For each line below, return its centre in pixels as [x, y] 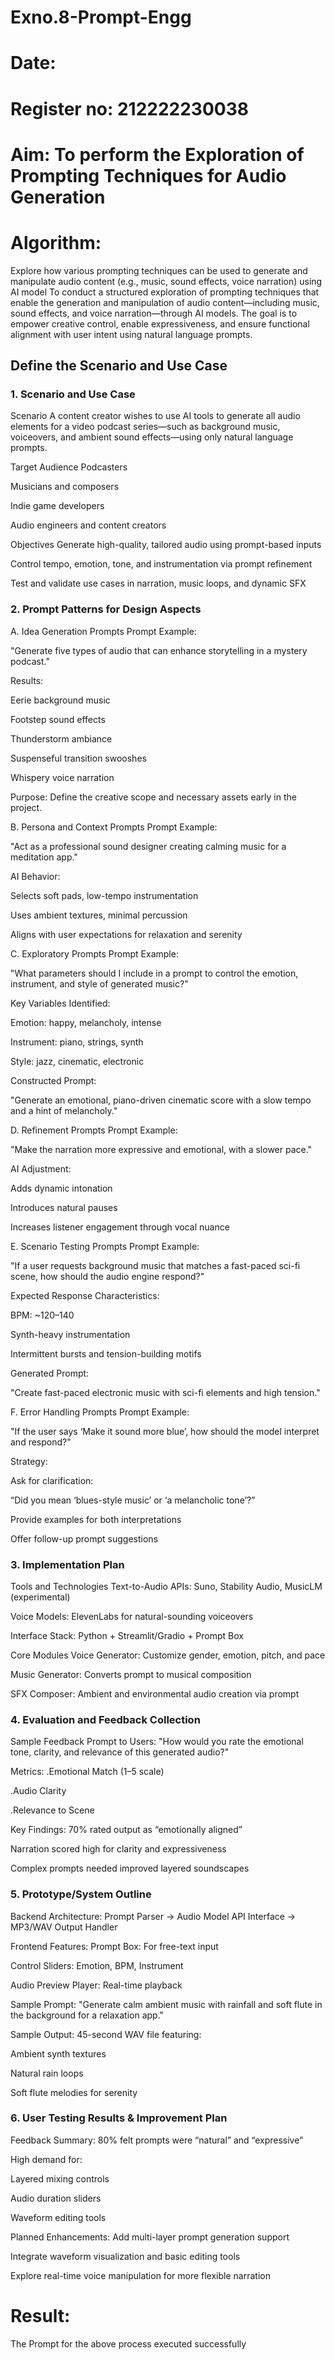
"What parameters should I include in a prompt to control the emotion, [154, 973]
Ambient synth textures [58, 2053]
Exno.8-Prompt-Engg [101, 17]
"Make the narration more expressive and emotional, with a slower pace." [161, 1149]
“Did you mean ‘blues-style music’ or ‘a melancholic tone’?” [133, 1500]
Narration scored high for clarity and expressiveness [118, 1849]
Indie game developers [57, 506]
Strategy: [29, 1461]
